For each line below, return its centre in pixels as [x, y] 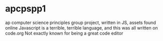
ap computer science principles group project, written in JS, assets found [81, 22]
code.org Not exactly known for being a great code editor [64, 33]
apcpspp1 [26, 9]
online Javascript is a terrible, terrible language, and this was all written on [81, 27]
